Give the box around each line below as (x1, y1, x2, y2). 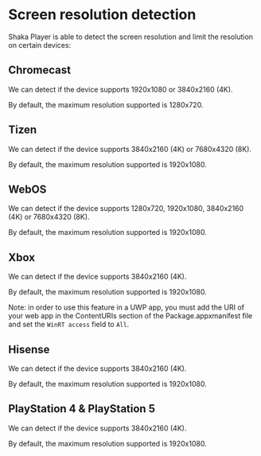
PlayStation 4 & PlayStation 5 (8, 402, 155, 415)
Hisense (8, 342, 50, 356)
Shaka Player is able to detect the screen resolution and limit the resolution (8, 32, 253, 41)
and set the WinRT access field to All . (8, 320, 130, 329)
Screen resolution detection (8, 6, 197, 24)
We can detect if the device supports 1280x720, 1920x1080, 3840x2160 (8, 204, 244, 213)
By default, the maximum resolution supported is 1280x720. (8, 99, 204, 109)
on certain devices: (8, 40, 72, 49)
